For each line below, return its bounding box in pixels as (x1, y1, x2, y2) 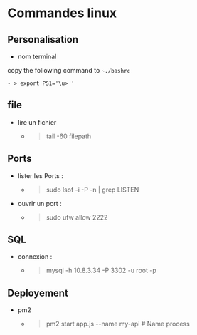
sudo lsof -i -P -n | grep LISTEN (46, 185, 139, 194)
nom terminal (17, 52, 57, 61)
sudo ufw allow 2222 (46, 212, 108, 222)
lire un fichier (17, 118, 57, 126)
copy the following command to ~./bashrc (7, 66, 130, 74)
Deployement (7, 287, 69, 299)
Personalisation (7, 33, 79, 46)
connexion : (17, 252, 53, 261)
